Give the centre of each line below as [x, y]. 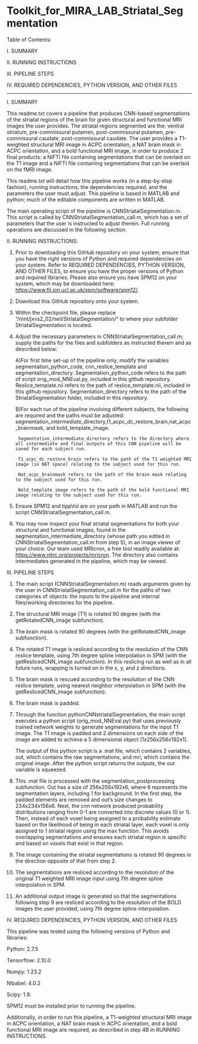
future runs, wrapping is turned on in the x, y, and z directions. [90, 668]
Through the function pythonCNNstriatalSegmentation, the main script [100, 714]
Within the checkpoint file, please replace [66, 312]
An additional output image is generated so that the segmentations [96, 896]
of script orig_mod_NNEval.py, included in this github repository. [93, 379]
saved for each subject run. [51, 449]
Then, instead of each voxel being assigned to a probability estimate [98, 818]
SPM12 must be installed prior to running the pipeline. [71, 1006]
